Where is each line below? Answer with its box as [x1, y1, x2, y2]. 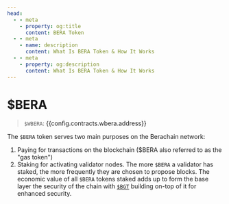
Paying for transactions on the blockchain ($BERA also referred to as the [16, 146, 222, 154]
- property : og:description [19, 61, 99, 68]
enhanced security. [16, 190, 72, 198]
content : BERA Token [25, 29, 84, 36]
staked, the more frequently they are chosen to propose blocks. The [16, 168, 210, 176]
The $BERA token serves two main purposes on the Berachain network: [7, 133, 206, 141]
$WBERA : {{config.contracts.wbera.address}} [23, 119, 147, 127]
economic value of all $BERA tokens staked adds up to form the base [16, 175, 209, 183]
